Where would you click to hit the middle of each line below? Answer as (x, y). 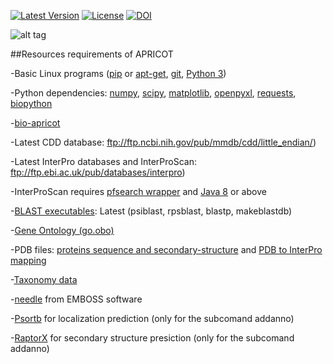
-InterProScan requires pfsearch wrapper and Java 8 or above (138, 191)
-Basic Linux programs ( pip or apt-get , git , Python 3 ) (118, 73)
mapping (28, 260)
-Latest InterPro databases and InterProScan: (103, 161)
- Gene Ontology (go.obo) (62, 230)
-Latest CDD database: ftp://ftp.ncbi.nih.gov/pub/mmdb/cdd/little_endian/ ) (163, 142)
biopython (31, 103)
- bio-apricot (35, 123)
